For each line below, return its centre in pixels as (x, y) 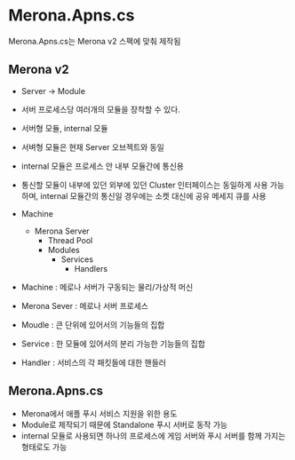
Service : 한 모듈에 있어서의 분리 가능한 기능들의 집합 (113, 344)
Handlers (91, 268)
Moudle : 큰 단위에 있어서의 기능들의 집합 (93, 324)
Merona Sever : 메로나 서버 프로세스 (84, 305)
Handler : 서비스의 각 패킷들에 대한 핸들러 (93, 362)
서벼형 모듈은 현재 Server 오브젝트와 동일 (93, 147)
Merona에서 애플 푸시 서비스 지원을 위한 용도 (99, 413)
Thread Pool (70, 240)
